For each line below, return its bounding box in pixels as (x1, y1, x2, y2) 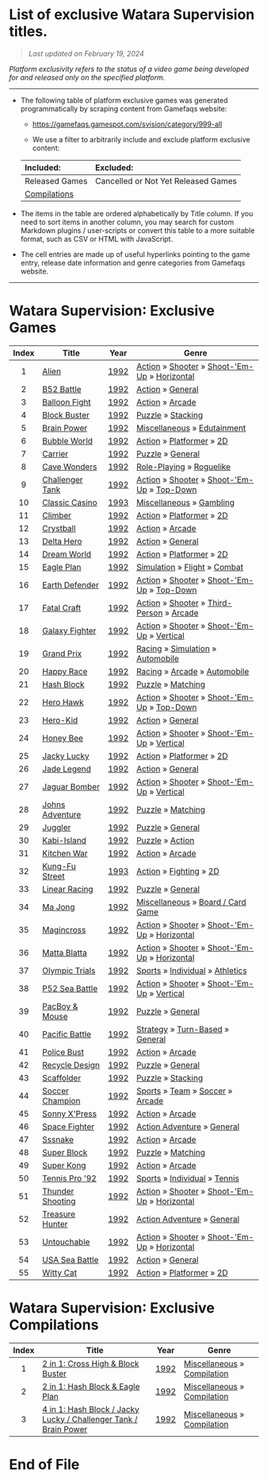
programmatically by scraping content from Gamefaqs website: (20, 103, 227, 113)
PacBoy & (42, 1000, 78, 1011)
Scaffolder (42, 1072, 82, 1083)
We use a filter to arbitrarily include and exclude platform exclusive (32, 134, 250, 144)
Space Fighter (42, 1121, 95, 1132)
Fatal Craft (42, 602, 82, 613)
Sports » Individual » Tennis (136, 1173, 240, 1184)
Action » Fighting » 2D (136, 865, 220, 876)
